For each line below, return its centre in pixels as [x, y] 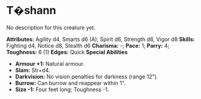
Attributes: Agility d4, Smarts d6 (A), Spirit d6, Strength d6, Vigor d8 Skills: [101, 39]
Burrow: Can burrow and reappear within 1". [70, 83]
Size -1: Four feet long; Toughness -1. [62, 89]
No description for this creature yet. [51, 27]
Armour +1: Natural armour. [50, 63]
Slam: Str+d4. [32, 70]
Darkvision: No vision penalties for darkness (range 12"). [87, 76]
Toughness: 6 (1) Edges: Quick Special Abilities [67, 52]
